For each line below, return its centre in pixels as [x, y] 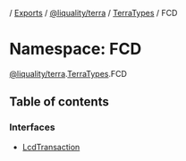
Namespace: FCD [76, 49]
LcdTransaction [51, 147]
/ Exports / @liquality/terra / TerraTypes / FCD [93, 13]
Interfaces [32, 127]
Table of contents [59, 102]
